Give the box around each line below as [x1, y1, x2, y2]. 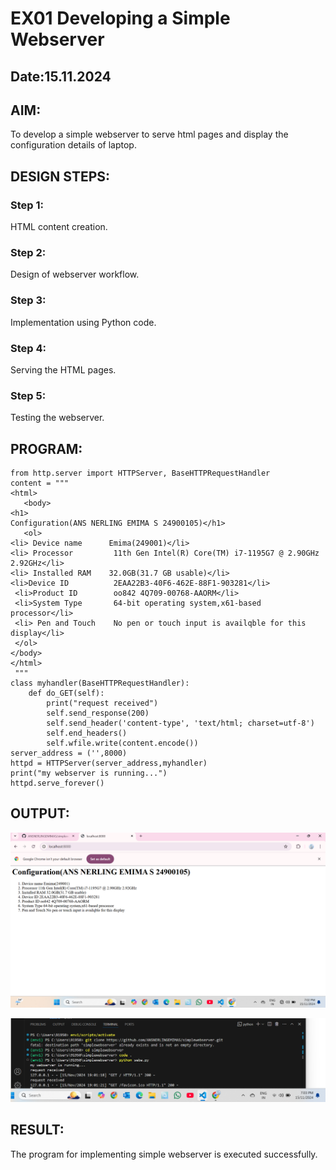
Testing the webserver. [10, 412, 105, 424]
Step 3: [10, 293, 47, 307]
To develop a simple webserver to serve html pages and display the [10, 128, 289, 141]
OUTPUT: [10, 805, 70, 822]
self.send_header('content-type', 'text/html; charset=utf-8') [46, 718, 315, 729]
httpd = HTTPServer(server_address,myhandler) [10, 758, 208, 769]
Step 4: [10, 341, 47, 355]
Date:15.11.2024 [10, 68, 112, 85]
